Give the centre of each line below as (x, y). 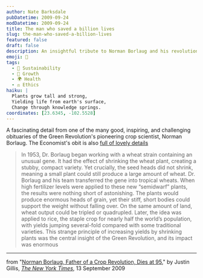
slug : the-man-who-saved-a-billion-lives (59, 34)
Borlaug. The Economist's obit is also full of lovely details (77, 143)
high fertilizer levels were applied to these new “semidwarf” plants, (104, 187)
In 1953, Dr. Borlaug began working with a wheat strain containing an (107, 155)
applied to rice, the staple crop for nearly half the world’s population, (106, 219)
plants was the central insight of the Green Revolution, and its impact (107, 238)
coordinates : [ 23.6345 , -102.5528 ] (51, 113)
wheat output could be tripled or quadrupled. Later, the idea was (101, 213)
